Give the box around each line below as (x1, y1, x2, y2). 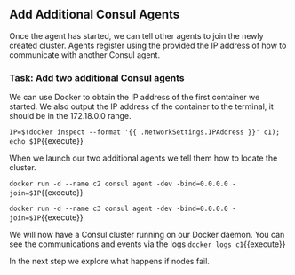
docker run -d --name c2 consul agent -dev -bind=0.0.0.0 (9, 179, 228, 189)
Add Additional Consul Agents (9, 7, 180, 22)
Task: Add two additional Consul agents (9, 71, 185, 83)
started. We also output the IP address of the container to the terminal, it (9, 101, 274, 112)
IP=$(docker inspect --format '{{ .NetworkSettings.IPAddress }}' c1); (9, 128, 280, 137)
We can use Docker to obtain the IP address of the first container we (9, 92, 260, 103)
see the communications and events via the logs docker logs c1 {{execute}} (9, 239, 286, 249)
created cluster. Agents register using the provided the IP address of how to (9, 40, 287, 51)
